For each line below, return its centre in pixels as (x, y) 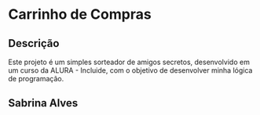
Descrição (34, 43)
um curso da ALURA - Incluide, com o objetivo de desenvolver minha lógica (130, 70)
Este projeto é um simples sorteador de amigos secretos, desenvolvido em (129, 62)
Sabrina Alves (43, 103)
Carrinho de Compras (80, 14)
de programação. (36, 79)
